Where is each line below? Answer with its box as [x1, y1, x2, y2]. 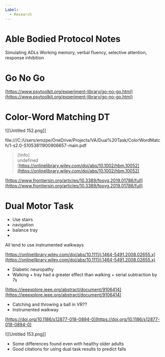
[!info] [17, 152, 30, 158]
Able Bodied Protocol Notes [5, 33, 121, 45]
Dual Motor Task [5, 200, 74, 211]
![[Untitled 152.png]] [5, 127, 46, 134]
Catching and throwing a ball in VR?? [12, 301, 87, 307]
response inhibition [5, 55, 44, 61]
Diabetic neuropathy [12, 266, 54, 273]
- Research [9, 12, 32, 17]
